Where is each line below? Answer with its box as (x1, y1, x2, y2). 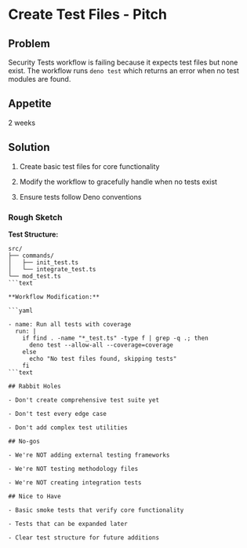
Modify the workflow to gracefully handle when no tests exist (19, 177, 218, 186)
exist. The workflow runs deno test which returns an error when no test (8, 66, 239, 75)
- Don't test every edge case (8, 410, 107, 417)
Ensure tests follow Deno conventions (19, 192, 142, 201)
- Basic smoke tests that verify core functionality (8, 506, 184, 514)
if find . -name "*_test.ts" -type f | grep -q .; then (22, 334, 209, 342)
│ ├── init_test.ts (8, 258, 79, 267)
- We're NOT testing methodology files (8, 465, 139, 473)
